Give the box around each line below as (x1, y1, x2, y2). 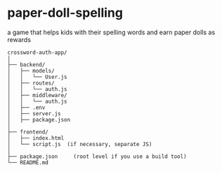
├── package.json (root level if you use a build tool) (7, 152, 188, 160)
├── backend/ (7, 61, 46, 68)
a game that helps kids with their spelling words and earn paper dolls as (7, 28, 216, 36)
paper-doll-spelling (7, 5, 123, 21)
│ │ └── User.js (7, 73, 68, 80)
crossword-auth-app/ (7, 49, 68, 56)
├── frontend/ (7, 128, 49, 136)
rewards (7, 35, 32, 43)
